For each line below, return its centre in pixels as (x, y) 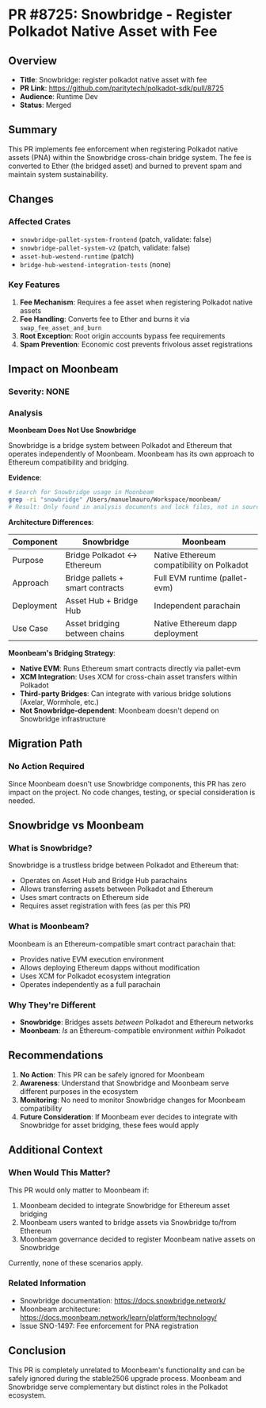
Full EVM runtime (186, 578)
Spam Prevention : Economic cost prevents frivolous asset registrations (136, 344)
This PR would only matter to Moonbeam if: (79, 1190)
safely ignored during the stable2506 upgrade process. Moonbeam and (125, 1378)
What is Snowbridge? (50, 848)
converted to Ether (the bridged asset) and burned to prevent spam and (125, 166)
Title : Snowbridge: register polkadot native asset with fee (113, 80)
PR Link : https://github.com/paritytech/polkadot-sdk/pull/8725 (122, 88)
